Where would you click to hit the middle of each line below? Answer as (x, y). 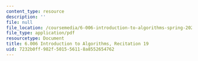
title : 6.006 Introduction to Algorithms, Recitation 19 (77, 44)
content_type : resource (35, 11)
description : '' (26, 17)
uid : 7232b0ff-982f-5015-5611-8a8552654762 (60, 49)
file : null (19, 22)
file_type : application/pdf (41, 33)
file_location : (25, 28)
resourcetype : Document (35, 38)
